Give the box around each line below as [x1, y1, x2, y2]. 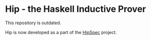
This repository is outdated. [5, 20, 61, 26]
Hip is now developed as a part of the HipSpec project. [5, 29, 117, 35]
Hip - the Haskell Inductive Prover [5, 3, 146, 15]
